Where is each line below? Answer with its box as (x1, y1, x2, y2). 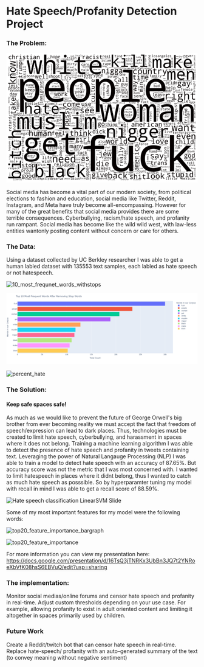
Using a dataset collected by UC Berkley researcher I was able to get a (6, 256, 183, 264)
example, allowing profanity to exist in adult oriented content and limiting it (6, 606, 192, 613)
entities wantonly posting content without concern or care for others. (6, 227, 179, 234)
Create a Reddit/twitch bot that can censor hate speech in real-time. (6, 641, 177, 648)
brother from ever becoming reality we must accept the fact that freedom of (6, 421, 196, 428)
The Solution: (6, 385, 47, 394)
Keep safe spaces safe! (6, 400, 67, 408)
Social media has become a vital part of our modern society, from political (6, 188, 191, 195)
